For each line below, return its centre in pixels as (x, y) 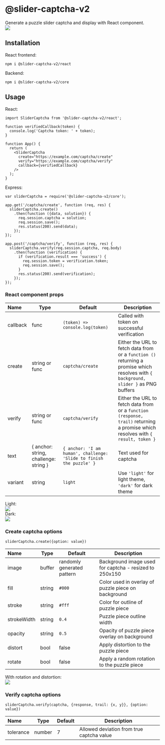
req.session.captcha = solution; (52, 218)
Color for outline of (121, 602)
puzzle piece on (117, 588)
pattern (67, 574)
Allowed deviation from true (111, 729)
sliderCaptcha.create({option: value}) (46, 542)
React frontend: (21, 55)
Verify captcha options (33, 695)
